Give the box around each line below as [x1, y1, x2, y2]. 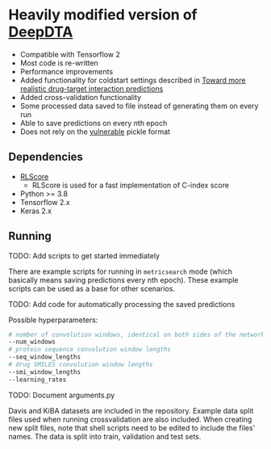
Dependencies [8, 150, 83, 164]
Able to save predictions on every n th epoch [19, 118, 168, 128]
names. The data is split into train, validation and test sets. [8, 431, 202, 441]
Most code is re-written [19, 58, 98, 68]
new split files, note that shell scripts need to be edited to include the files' [8, 422, 256, 433]
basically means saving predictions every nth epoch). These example [8, 275, 240, 284]
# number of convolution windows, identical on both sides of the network [8, 330, 265, 338]
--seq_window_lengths [8, 353, 81, 361]
